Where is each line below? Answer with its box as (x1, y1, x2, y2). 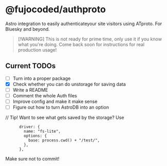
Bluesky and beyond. (5, 26, 50, 32)
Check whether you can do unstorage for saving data (12, 81, 126, 87)
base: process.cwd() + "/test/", (28, 138, 100, 143)
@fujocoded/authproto (5, 4, 106, 15)
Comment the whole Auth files (12, 92, 77, 98)
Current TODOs (5, 61, 56, 70)
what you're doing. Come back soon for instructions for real (17, 41, 145, 47)
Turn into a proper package (12, 75, 71, 81)
